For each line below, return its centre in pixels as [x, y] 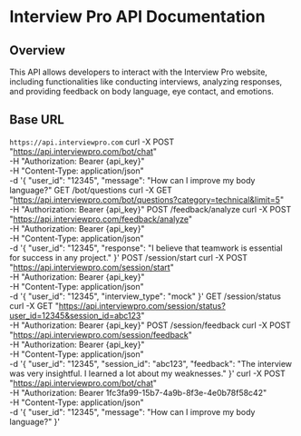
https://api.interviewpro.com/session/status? [142, 305]
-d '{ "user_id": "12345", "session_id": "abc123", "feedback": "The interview [151, 363]
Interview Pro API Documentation [137, 17]
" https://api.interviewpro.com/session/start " [92, 267]
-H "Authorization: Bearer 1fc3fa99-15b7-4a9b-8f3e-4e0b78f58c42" [138, 392]
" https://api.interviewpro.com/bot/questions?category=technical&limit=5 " [146, 199]
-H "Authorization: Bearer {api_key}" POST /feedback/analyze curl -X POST [150, 209]
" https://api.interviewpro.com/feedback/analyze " [101, 219]
